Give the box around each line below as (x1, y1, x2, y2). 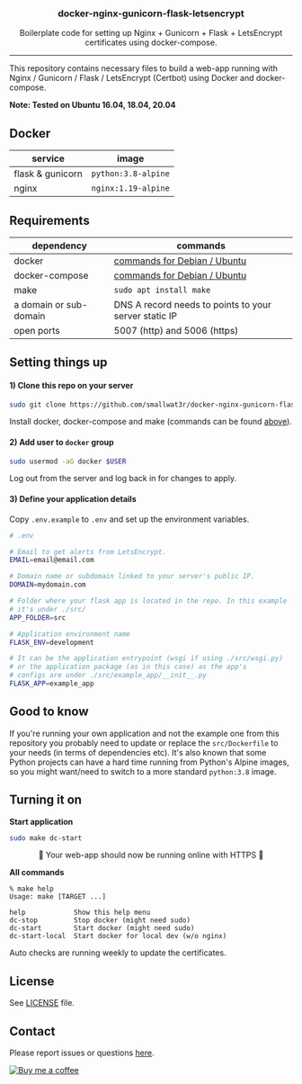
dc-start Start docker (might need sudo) (9, 924, 195, 933)
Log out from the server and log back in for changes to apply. (9, 473, 236, 484)
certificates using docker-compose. (84, 37, 218, 48)
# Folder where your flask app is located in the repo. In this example (9, 596, 288, 605)
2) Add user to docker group (9, 436, 114, 447)
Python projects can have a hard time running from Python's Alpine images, (9, 757, 289, 767)
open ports (13, 324, 60, 336)
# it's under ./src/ (9, 605, 87, 614)
